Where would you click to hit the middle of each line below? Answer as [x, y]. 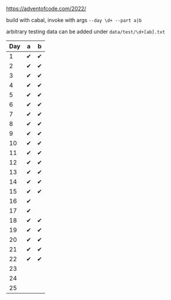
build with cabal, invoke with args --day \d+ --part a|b [74, 20]
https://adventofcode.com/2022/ [46, 9]
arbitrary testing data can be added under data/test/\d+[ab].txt [86, 31]
